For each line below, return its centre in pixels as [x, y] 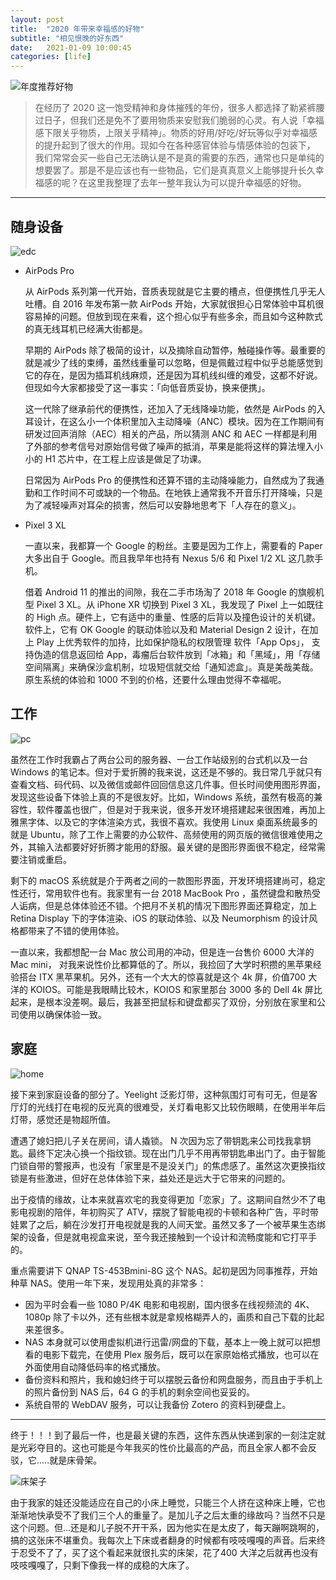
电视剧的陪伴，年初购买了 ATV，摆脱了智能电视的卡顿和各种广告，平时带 [169, 1212]
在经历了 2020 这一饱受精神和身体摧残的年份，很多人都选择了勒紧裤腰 [179, 108]
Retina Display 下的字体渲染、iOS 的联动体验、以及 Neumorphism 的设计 [160, 918]
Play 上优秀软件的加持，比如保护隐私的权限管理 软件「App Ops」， [173, 642]
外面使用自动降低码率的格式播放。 [95, 1367]
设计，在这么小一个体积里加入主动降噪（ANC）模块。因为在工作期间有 [179, 421]
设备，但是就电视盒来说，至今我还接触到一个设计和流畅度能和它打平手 [172, 1237]
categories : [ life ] [51, 57]
